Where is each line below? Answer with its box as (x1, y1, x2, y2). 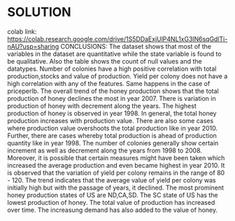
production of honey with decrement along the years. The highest (7, 101, 197, 110)
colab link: (7, 27, 37, 36)
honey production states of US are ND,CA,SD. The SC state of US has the (7, 190, 218, 199)
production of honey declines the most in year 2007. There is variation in (7, 94, 216, 102)
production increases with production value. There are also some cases (7, 116, 214, 124)
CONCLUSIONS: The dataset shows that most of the (60, 42, 212, 50)
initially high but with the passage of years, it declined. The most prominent (7, 183, 225, 192)
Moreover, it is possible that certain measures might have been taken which (7, 153, 225, 162)
